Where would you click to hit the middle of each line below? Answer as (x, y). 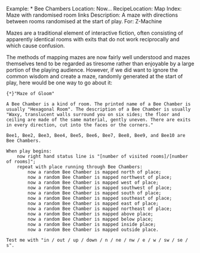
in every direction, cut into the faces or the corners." (80, 125)
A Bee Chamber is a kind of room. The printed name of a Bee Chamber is (99, 104)
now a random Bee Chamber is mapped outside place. (93, 230)
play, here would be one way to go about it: (59, 83)
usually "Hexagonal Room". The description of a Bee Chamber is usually (99, 109)
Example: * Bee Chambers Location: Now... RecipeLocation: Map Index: (94, 9)
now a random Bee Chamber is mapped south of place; (95, 193)
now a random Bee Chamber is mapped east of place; (93, 203)
